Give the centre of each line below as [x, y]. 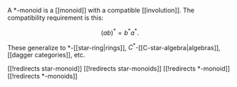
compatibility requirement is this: [55, 18]
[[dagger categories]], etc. [46, 55]
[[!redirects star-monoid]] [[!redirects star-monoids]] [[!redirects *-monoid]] [119, 69]
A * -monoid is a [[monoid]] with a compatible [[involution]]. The [101, 10]
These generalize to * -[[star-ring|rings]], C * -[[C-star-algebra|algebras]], [114, 47]
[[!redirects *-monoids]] [42, 76]
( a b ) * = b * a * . [120, 32]
